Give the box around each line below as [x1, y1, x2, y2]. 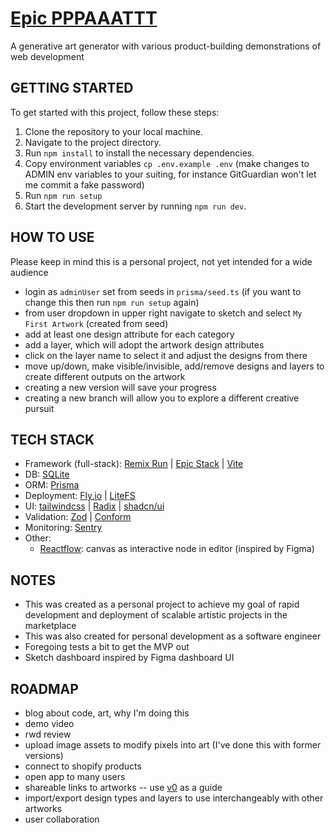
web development [10, 50, 85, 62]
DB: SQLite [24, 468, 70, 481]
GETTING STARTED [10, 80, 134, 97]
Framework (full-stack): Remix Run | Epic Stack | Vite [24, 458, 244, 470]
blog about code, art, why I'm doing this [24, 707, 190, 719]
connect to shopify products [24, 760, 142, 772]
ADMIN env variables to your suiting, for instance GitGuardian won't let [24, 168, 317, 180]
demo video [24, 718, 75, 729]
